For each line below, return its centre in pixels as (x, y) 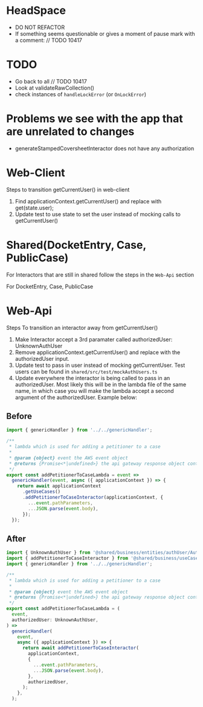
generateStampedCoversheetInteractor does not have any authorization (105, 148)
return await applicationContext (59, 486)
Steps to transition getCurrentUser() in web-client (68, 189)
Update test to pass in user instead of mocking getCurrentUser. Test (100, 365)
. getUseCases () (41, 492)
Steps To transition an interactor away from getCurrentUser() (82, 327)
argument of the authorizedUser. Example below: (76, 397)
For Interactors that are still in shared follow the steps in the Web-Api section (100, 275)
